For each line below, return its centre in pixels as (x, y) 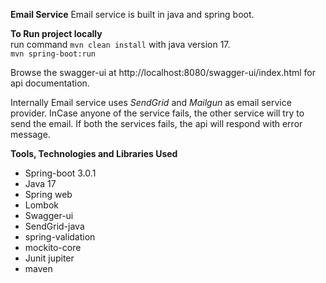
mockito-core (53, 247)
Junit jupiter (49, 258)
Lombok (42, 205)
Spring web (48, 194)
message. (30, 134)
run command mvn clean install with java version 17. (120, 44)
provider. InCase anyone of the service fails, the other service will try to (157, 113)
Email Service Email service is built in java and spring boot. (132, 14)
